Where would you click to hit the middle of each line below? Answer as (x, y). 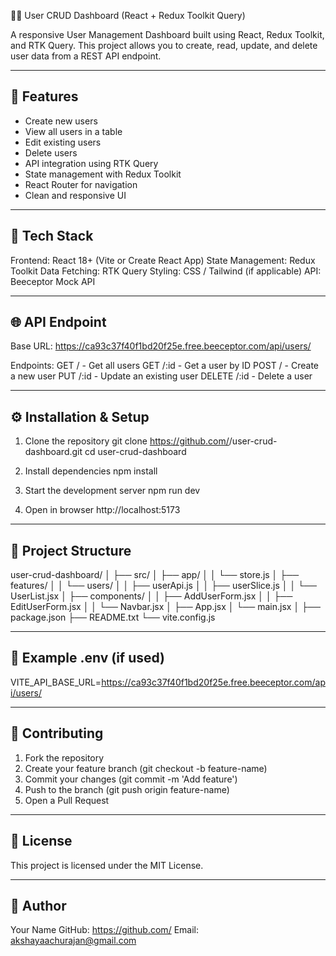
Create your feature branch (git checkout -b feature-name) (146, 768)
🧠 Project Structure (71, 550)
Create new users (61, 121)
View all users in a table (73, 131)
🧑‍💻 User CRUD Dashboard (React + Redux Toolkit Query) (128, 15)
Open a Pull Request (67, 800)
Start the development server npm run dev (112, 491)
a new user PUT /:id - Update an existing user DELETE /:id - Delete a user (161, 376)
